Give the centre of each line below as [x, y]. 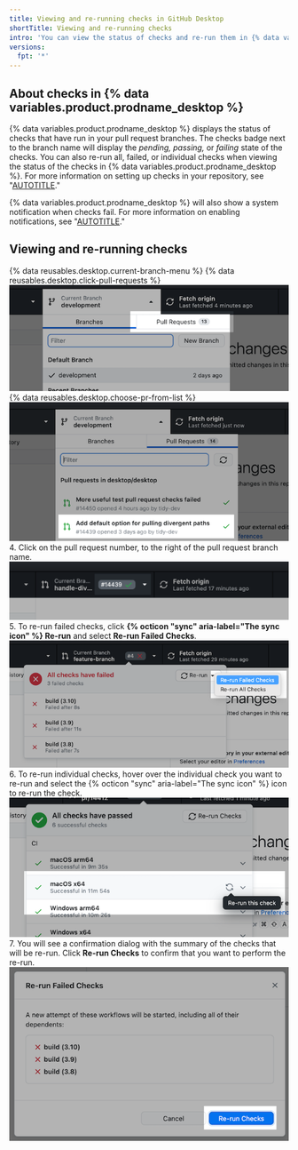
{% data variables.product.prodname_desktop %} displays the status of [140, 128]
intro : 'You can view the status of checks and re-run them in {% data [144, 37]
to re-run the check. [46, 793]
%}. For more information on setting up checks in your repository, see [137, 176]
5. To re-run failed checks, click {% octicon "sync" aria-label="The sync [145, 626]
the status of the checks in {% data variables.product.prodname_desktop [143, 166]
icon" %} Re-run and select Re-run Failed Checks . [103, 635]
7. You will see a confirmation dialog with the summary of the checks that [143, 944]
